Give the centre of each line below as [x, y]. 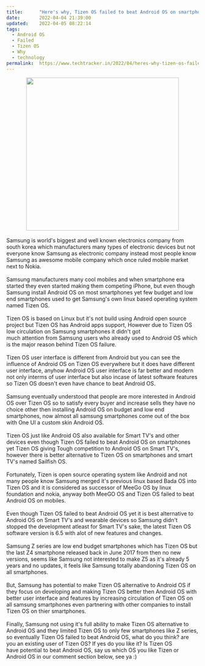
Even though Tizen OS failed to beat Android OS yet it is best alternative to [100, 513]
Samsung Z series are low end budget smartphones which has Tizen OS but [102, 546]
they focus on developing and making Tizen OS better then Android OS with [102, 591]
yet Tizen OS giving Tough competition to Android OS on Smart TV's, [93, 448]
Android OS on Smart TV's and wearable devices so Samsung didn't [92, 520]
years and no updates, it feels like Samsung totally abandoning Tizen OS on [101, 565]
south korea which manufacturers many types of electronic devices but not [101, 247]
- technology [28, 58]
